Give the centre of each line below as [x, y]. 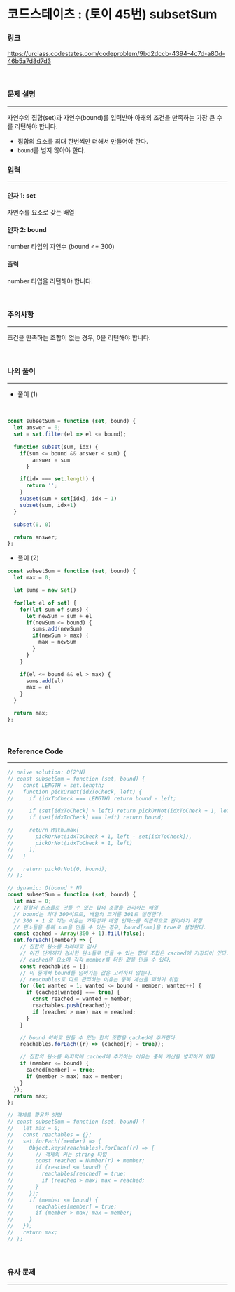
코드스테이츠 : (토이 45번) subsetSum [112, 14]
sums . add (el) [45, 681]
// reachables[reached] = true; [67, 1174]
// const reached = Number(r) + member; [76, 1161]
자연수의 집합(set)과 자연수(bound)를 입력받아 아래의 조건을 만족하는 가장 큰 [111, 117]
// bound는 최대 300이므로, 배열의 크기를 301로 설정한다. [89, 914]
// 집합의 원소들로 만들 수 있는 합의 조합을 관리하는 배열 [86, 908]
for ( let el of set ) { [45, 603]
